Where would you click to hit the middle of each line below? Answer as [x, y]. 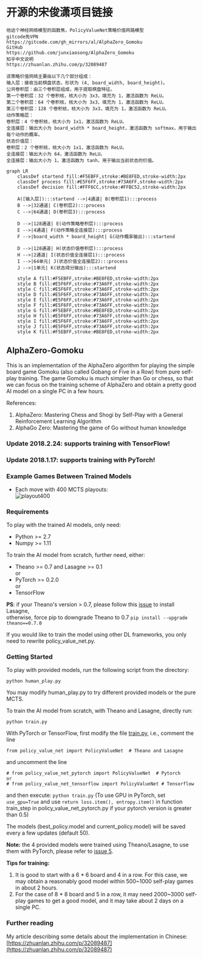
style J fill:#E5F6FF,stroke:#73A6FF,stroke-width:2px [88, 327]
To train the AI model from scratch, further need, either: [76, 555]
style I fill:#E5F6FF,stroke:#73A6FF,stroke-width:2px [88, 321]
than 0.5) [18, 815]
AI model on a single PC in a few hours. [55, 391]
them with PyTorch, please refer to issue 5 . [60, 851]
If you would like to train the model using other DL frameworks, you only [97, 635]
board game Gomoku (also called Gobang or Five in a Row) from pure [93, 372]
